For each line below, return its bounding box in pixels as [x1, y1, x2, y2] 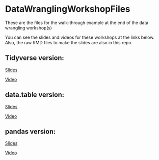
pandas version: [5, 127, 56, 135]
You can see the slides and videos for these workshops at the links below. [5, 34, 155, 40]
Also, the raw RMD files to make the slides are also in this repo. [5, 39, 132, 45]
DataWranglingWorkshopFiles [5, 3, 131, 15]
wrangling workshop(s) [5, 25, 53, 30]
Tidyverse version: [5, 54, 65, 62]
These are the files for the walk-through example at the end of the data [5, 20, 149, 26]
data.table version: [5, 91, 65, 99]
